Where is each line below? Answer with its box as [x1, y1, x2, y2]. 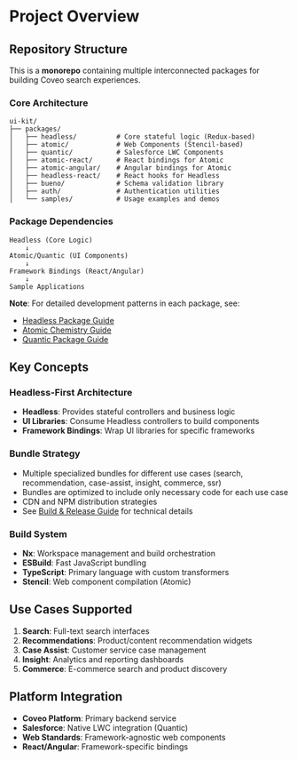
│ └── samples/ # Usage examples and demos [9, 195, 220, 204]
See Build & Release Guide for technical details [21, 505, 193, 517]
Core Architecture [9, 96, 89, 108]
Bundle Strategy [9, 447, 81, 460]
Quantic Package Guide [21, 333, 109, 344]
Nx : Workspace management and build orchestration [21, 548, 215, 558]
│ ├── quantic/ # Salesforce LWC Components [9, 148, 224, 157]
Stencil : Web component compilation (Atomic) [21, 576, 191, 587]
